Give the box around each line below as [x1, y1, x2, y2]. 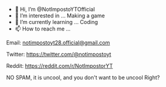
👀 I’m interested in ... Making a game [14, 12, 105, 19]
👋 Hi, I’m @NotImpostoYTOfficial [14, 6, 95, 13]
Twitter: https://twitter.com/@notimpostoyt [6, 51, 111, 58]
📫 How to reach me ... [14, 25, 71, 32]
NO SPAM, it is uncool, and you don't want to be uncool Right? [6, 74, 160, 81]
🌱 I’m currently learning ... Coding [14, 19, 98, 25]
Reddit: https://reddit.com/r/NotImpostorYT [6, 62, 113, 69]
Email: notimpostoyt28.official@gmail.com [6, 39, 110, 46]
